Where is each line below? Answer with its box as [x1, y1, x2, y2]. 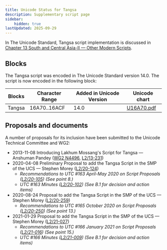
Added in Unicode [76, 89, 120, 96]
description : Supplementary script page [5, 12, 90, 17]
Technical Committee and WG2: [5, 140, 71, 146]
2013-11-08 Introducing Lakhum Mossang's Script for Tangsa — [12, 149, 143, 155]
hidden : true [14, 21, 41, 26]
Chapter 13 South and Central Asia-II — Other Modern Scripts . [5, 45, 133, 51]
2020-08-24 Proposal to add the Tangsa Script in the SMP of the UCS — [12, 192, 162, 198]
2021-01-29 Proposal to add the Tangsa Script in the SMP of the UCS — [12, 213, 160, 219]
